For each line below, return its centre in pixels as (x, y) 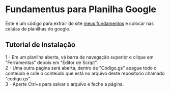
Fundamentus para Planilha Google (81, 9)
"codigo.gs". (18, 79)
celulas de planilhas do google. (38, 28)
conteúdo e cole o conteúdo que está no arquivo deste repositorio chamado (85, 73)
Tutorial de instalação (40, 45)
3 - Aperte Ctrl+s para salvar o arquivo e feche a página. (65, 84)
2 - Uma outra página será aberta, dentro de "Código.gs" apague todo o (81, 68)
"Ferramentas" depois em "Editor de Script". (52, 63)
